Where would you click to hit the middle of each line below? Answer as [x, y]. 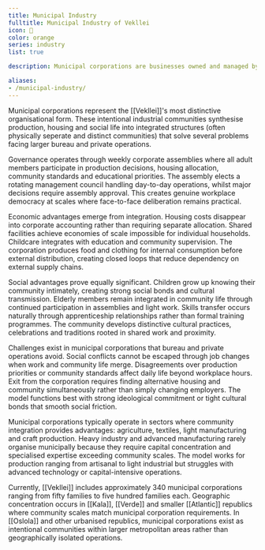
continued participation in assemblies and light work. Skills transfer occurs [129, 307]
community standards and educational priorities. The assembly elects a [124, 176]
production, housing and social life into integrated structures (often [117, 127]
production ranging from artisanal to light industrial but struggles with [121, 463]
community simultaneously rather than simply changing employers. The [125, 389]
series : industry [37, 45]
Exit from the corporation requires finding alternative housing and [114, 381]
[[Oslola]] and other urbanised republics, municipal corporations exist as [126, 521]
